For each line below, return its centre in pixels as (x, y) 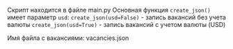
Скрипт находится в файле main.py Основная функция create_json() (109, 10)
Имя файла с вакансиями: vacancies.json (68, 38)
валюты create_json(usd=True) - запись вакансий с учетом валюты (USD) (116, 24)
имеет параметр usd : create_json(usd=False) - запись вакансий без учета (116, 17)
